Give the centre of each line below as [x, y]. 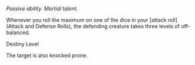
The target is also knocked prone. [47, 55]
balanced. [18, 32]
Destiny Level [23, 44]
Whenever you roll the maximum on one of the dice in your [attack [86, 20]
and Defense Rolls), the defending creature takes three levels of [102, 26]
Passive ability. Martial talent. [42, 9]
